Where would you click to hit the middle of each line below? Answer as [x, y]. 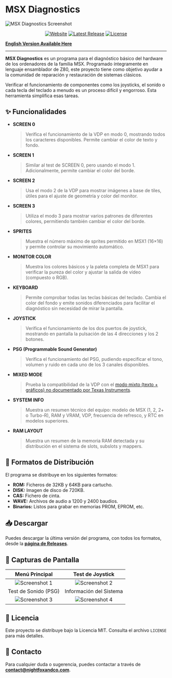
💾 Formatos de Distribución [50, 462]
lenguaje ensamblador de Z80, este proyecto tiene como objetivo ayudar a [84, 69]
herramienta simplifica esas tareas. [42, 96]
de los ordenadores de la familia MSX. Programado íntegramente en [77, 64]
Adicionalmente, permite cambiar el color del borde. [80, 170]
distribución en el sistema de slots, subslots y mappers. [84, 446]
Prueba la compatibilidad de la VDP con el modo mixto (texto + [92, 384]
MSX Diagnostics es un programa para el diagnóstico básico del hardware [84, 58]
